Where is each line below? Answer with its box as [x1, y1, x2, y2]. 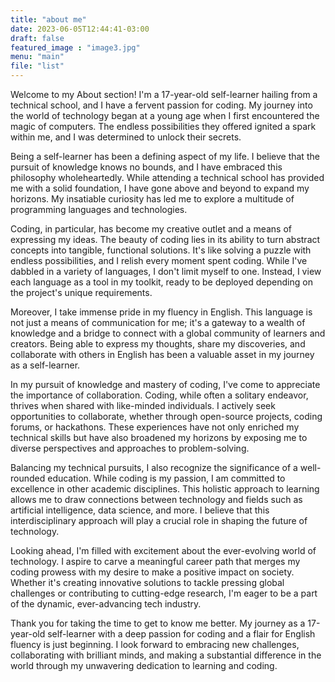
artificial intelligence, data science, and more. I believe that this [10, 504, 270, 516]
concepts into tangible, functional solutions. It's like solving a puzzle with [10, 244, 312, 256]
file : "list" [10, 61, 65, 71]
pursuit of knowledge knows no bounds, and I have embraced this [10, 161, 283, 173]
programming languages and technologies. [10, 204, 188, 215]
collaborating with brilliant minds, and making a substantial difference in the [10, 649, 322, 661]
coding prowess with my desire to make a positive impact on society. [10, 566, 295, 578]
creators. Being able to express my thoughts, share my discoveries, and [10, 338, 306, 350]
